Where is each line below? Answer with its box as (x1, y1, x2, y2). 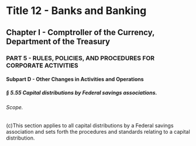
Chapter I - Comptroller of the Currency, (6, 27, 155, 37)
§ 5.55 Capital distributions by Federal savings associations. (6, 89, 157, 96)
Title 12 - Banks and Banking (6, 4, 147, 18)
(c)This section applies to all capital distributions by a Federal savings (6, 121, 174, 129)
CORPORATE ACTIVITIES (6, 61, 78, 69)
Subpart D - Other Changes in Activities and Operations (6, 76, 145, 83)
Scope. (6, 104, 23, 111)
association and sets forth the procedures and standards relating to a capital (6, 128, 190, 135)
